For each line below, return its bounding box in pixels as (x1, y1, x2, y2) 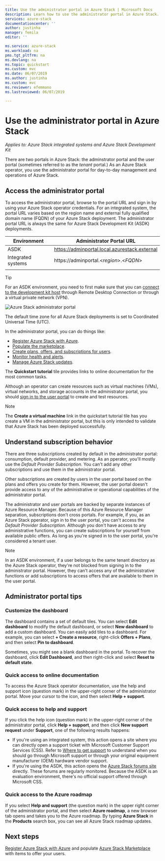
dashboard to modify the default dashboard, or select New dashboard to (5, 623, 154, 629)
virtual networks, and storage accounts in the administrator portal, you (5, 389, 148, 395)
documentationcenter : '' (5, 21, 56, 26)
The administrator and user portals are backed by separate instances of (5, 502, 151, 507)
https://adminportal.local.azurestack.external (54, 246, 158, 253)
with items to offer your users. (5, 851, 66, 857)
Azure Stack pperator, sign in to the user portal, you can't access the (5, 517, 144, 523)
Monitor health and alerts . (12, 354, 65, 360)
